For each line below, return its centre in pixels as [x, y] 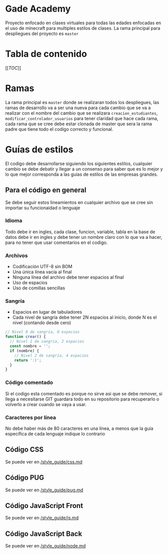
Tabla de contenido [46, 54]
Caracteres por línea [31, 417]
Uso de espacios [30, 283]
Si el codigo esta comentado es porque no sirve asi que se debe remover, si [84, 393]
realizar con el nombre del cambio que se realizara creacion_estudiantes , [81, 113]
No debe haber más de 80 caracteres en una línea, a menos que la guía [79, 428]
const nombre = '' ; [30, 346]
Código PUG [25, 478]
